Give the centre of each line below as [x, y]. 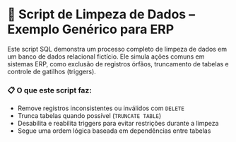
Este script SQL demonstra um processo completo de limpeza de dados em [117, 49]
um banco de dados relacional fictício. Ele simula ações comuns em [106, 57]
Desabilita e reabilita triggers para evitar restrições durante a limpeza [118, 124]
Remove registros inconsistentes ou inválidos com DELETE [101, 108]
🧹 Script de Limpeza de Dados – [101, 14]
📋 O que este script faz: [49, 90]
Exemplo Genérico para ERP [91, 29]
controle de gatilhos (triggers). [52, 71]
